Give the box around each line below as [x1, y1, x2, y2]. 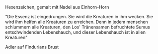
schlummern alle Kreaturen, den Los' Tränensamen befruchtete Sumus [5, 24, 151, 30]
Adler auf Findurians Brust [5, 44, 59, 50]
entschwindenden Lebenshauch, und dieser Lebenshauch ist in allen [5, 29, 146, 35]
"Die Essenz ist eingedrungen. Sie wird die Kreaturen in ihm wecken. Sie [5, 14, 153, 19]
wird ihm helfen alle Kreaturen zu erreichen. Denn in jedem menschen [5, 19, 148, 25]
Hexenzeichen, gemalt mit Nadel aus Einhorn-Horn [5, 4, 109, 10]
